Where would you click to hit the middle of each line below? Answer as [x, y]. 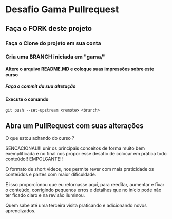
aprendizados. [21, 211]
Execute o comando [27, 99]
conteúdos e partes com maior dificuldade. [51, 175]
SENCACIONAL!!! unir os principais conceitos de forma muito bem [75, 148]
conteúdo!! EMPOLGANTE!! [34, 159]
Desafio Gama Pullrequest [62, 10]
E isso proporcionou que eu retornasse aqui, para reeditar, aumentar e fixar [85, 185]
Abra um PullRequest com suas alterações [74, 126]
